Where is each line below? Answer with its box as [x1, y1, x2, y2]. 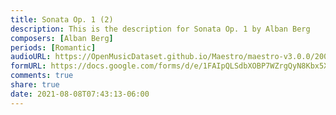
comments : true [10, 71, 74, 81]
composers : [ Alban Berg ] [10, 33, 114, 43]
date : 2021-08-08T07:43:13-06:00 [10, 89, 150, 99]
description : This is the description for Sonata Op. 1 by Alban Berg [10, 24, 311, 34]
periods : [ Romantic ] [10, 42, 97, 53]
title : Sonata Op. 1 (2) [10, 14, 114, 25]
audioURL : [10, 52, 52, 62]
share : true [10, 80, 60, 90]
